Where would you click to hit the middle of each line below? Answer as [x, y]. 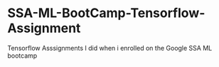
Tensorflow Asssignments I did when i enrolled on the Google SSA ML [110, 48]
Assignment [44, 28]
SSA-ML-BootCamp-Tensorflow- [106, 13]
